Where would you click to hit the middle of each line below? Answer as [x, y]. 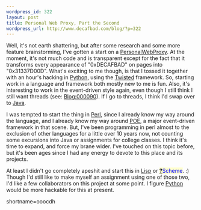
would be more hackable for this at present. [60, 190]
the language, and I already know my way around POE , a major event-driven [100, 121]
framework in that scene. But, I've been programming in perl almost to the [98, 127]
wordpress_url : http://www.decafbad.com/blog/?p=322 [74, 28]
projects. [17, 159]
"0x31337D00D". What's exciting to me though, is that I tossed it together [97, 71]
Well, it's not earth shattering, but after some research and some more [93, 46]
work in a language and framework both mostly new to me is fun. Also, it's [98, 84]
